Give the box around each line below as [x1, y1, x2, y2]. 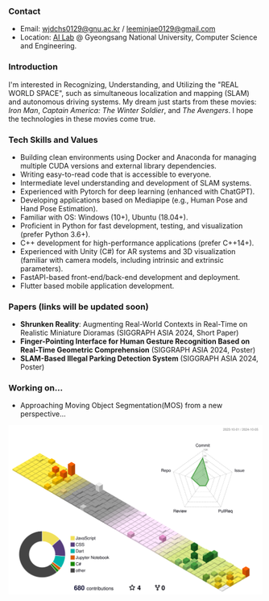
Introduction [8, 61, 58, 73]
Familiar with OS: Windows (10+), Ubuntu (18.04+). [19, 212, 188, 222]
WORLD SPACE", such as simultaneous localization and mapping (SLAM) [8, 88, 250, 98]
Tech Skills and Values [8, 134, 98, 145]
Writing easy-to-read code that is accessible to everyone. [19, 169, 212, 179]
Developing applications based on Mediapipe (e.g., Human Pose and [19, 195, 248, 205]
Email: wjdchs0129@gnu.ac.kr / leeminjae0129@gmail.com [19, 24, 216, 34]
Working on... [8, 382, 64, 394]
